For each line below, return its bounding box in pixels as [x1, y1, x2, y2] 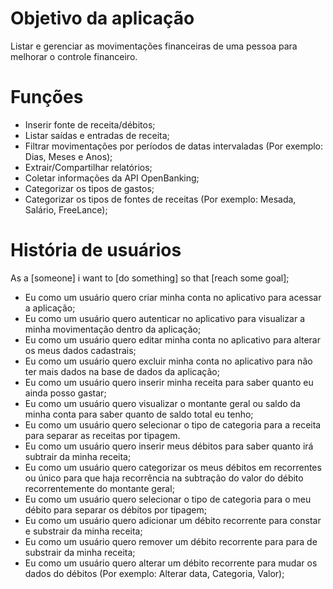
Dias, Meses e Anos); [24, 150, 113, 162]
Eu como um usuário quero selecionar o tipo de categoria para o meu [24, 493, 312, 505]
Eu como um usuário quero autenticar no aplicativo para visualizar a [24, 312, 305, 324]
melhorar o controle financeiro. [10, 50, 138, 62]
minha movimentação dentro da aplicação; [24, 323, 202, 335]
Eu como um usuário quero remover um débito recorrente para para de [24, 535, 318, 547]
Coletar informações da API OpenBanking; [24, 172, 200, 184]
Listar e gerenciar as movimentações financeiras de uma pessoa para [10, 40, 298, 52]
